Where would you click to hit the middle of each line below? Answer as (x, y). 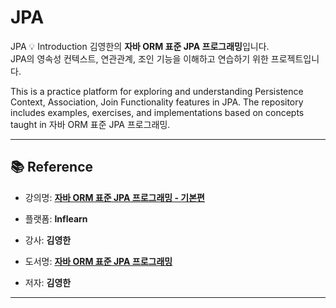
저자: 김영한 (48, 282)
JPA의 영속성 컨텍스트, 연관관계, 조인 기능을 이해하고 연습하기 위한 (139, 58)
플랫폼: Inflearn (56, 218)
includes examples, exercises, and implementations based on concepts (157, 112)
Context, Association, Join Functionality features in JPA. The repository (157, 102)
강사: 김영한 (48, 240)
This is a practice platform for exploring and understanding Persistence (157, 91)
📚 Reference (51, 167)
